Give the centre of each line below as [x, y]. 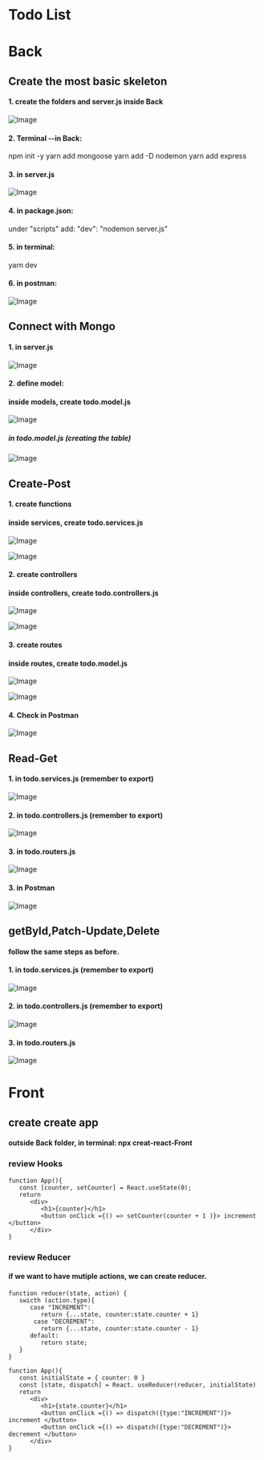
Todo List [40, 15]
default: [44, 1335]
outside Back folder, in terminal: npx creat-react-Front [100, 1143]
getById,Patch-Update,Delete [84, 931]
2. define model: [36, 383]
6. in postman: [33, 283]
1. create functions [40, 504]
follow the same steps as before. [64, 951]
